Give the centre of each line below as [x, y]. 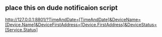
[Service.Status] [22, 30]
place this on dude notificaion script [61, 8]
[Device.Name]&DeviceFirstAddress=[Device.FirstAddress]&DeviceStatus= [81, 25]
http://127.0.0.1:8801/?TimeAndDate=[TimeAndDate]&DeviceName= [73, 19]
